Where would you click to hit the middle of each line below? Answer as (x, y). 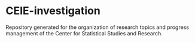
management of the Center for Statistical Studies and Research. (84, 33)
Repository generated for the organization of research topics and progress (97, 27)
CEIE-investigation (53, 11)
